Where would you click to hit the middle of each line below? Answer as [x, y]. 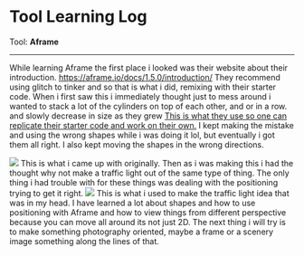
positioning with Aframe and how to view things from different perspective [148, 212]
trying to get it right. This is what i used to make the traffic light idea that [149, 193]
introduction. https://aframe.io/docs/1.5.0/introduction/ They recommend [145, 77]
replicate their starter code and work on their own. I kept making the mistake [152, 125]
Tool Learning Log [78, 17]
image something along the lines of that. [85, 241]
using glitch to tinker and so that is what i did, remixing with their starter [143, 87]
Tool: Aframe [34, 42]
